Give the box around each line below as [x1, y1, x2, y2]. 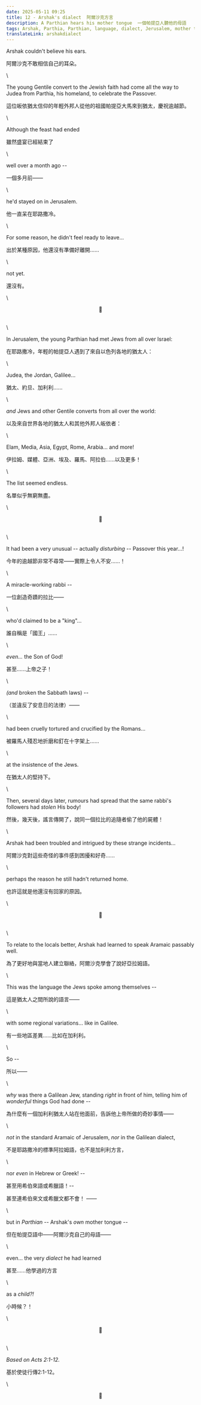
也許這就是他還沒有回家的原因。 [6, 888, 85, 895]
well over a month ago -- [6, 162, 68, 169]
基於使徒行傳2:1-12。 [6, 1368, 58, 1376]
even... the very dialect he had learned [6, 1254, 102, 1262]
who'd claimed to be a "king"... [6, 617, 82, 625]
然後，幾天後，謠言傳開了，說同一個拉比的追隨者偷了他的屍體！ [6, 816, 163, 823]
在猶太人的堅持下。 [6, 773, 54, 780]
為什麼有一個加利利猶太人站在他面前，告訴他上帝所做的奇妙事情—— [6, 1110, 174, 1118]
